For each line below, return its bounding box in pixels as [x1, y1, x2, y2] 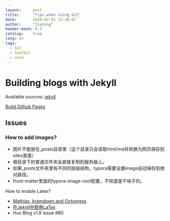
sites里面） [12, 153, 37, 158]
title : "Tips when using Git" [5, 12, 81, 17]
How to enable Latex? [5, 188, 51, 194]
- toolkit [10, 50, 31, 55]
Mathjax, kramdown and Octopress [12, 198, 87, 204]
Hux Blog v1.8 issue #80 [12, 210, 64, 216]
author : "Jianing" [5, 21, 54, 27]
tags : [5, 41, 17, 46]
